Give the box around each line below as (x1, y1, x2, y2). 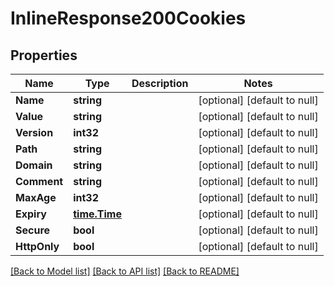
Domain (15, 158, 53, 172)
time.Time (73, 207, 122, 221)
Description (131, 77, 189, 90)
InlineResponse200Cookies (10, 7, 247, 30)
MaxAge (15, 191, 57, 204)
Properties (10, 47, 78, 64)
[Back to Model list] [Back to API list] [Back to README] (10, 265, 240, 277)
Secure (15, 223, 51, 237)
